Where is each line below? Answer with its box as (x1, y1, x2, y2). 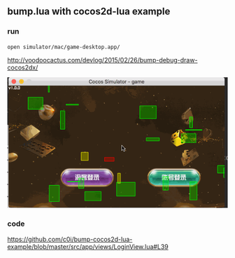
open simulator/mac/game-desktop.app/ (7, 43, 120, 50)
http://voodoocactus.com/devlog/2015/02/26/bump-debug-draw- (7, 55, 198, 64)
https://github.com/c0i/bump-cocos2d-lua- (7, 235, 133, 243)
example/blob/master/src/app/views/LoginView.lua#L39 (7, 242, 169, 251)
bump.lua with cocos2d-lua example (7, 6, 171, 18)
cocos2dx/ (7, 63, 38, 72)
